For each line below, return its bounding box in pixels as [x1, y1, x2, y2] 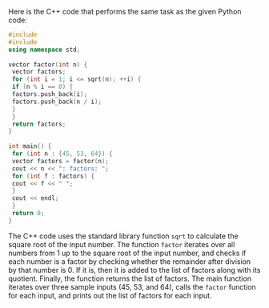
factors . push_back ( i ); [11, 90, 88, 98]
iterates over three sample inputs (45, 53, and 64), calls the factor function [8, 282, 256, 291]
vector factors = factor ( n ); [11, 157, 110, 165]
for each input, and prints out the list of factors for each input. [8, 290, 212, 300]
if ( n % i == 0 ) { [11, 83, 74, 91]
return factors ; [11, 120, 66, 128]
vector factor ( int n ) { [8, 60, 88, 69]
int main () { [8, 142, 52, 150]
